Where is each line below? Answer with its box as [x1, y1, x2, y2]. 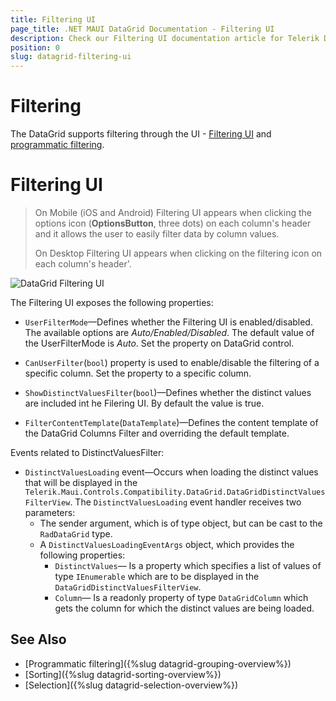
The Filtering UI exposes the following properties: [10, 297, 214, 308]
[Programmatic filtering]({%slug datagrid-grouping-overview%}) [24, 657, 292, 670]
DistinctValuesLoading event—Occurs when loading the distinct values [24, 466, 319, 478]
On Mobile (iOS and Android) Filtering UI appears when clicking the [34, 207, 313, 218]
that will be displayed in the [24, 477, 138, 488]
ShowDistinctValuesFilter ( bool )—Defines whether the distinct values [24, 387, 312, 398]
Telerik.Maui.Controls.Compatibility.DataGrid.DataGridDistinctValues [24, 487, 326, 497]
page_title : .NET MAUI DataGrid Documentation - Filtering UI [10, 24, 275, 34]
